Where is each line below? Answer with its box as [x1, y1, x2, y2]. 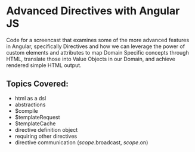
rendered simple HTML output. [6, 61, 82, 69]
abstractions [14, 101, 46, 108]
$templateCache [14, 120, 56, 127]
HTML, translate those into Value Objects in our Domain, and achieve [6, 55, 176, 62]
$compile [14, 107, 38, 114]
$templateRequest [14, 113, 61, 121]
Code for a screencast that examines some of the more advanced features [6, 36, 190, 43]
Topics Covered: [6, 79, 69, 89]
